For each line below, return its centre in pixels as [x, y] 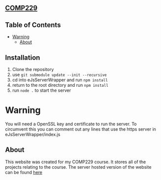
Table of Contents [33, 25]
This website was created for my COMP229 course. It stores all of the [76, 162]
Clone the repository [33, 70]
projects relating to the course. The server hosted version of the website [78, 167]
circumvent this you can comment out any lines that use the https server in [80, 129]
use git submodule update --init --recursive [59, 75]
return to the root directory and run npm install [60, 85]
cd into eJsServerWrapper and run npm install [60, 80]
